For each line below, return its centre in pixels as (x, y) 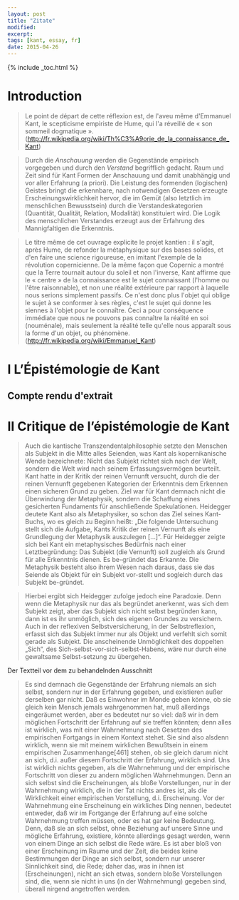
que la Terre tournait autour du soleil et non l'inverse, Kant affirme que (128, 272)
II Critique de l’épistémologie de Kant (118, 426)
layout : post (27, 14)
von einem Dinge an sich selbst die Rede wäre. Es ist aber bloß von (123, 844)
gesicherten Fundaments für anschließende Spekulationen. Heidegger (128, 506)
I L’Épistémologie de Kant (84, 370)
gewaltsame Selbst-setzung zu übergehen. (88, 657)
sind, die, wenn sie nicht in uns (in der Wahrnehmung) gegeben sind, (126, 881)
